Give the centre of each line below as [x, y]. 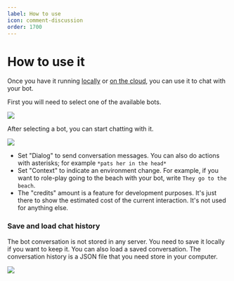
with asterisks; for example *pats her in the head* [92, 163]
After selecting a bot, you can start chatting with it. [80, 129]
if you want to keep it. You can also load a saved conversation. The [104, 249]
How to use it [46, 61]
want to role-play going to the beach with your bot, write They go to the [122, 178]
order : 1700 [25, 27]
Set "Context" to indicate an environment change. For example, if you [118, 171]
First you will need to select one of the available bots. [84, 102]
